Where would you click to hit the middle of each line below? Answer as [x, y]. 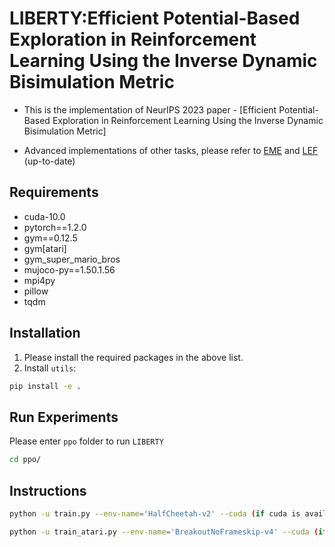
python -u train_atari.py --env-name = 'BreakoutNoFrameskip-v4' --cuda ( [164, 532]
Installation [45, 333]
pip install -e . [45, 386]
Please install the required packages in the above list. [133, 357]
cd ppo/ [25, 460]
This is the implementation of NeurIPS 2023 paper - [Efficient [150, 109]
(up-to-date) [49, 161]
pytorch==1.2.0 [55, 227]
